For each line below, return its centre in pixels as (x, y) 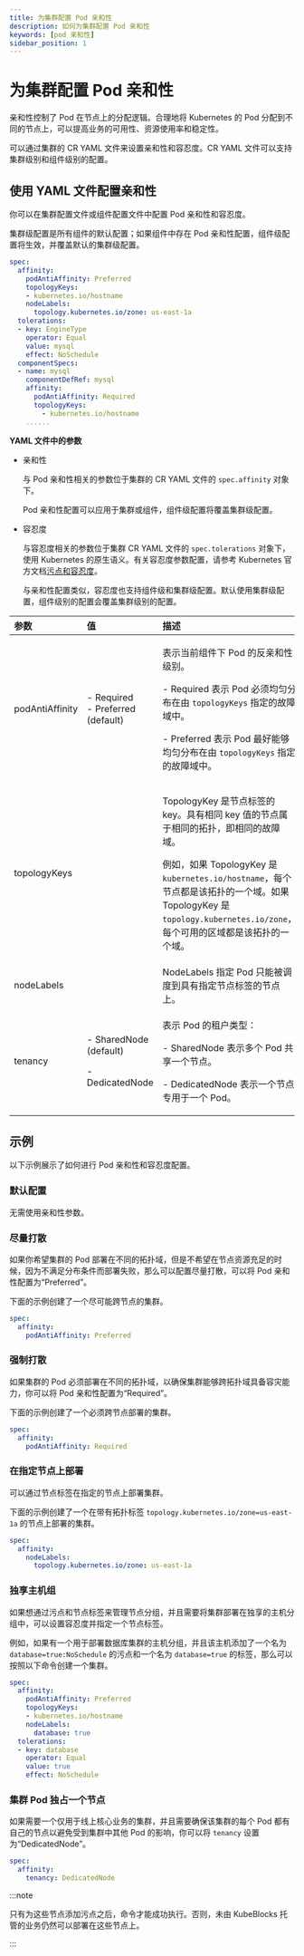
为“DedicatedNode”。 (50, 1844)
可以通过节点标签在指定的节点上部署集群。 (89, 1492)
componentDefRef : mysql (71, 380)
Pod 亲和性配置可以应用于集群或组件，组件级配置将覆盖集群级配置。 (150, 509)
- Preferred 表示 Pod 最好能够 (226, 738)
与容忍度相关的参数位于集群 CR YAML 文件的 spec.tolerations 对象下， (156, 548)
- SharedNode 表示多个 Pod (222, 1047)
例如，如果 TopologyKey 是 (220, 864)
